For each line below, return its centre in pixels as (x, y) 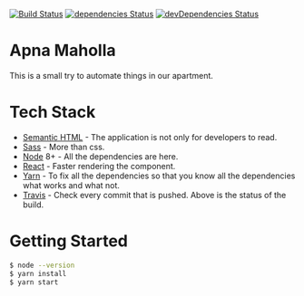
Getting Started (69, 241)
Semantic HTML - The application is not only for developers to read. (150, 137)
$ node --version (42, 265)
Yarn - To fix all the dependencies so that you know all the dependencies (159, 176)
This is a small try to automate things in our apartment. (111, 75)
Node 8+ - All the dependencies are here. (100, 156)
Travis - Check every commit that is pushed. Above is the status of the (154, 195)
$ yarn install (38, 273)
